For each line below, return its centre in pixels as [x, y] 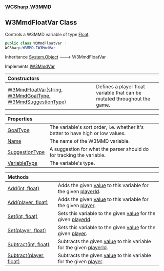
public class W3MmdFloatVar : [36, 43]
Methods [18, 177]
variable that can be [119, 93]
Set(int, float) [23, 216]
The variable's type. [72, 163]
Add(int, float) [24, 189]
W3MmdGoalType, [29, 96]
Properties [20, 119]
